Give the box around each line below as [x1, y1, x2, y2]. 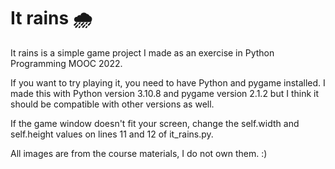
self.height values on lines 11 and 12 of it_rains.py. [10, 128, 214, 140]
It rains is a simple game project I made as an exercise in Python [10, 46, 275, 59]
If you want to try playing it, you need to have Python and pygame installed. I [10, 76, 326, 89]
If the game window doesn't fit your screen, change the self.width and [10, 117, 300, 129]
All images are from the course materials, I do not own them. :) [10, 147, 268, 159]
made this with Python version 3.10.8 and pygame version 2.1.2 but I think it [10, 87, 320, 99]
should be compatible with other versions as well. [10, 98, 215, 110]
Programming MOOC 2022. [10, 57, 123, 69]
